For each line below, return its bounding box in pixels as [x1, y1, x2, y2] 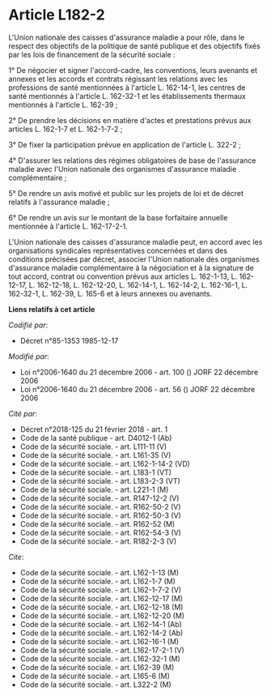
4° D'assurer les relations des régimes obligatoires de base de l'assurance [8, 156, 256, 165]
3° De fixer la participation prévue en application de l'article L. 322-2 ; [8, 139, 241, 149]
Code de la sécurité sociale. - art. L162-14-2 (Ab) [19, 628, 184, 638]
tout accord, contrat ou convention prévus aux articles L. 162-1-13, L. [8, 271, 238, 281]
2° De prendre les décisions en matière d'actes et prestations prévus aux [8, 115, 252, 125]
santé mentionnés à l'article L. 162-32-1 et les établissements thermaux [8, 91, 247, 100]
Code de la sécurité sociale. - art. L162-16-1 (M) [19, 636, 180, 646]
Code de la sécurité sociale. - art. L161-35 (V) [19, 450, 171, 459]
